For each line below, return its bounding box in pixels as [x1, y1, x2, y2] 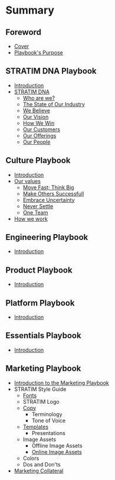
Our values [14, 177, 41, 184]
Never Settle [22, 202, 54, 210]
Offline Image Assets [31, 442, 83, 449]
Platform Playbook [5, 298, 75, 308]
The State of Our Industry [22, 100, 85, 108]
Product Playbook [5, 265, 73, 275]
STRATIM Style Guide [14, 385, 67, 393]
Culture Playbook [5, 155, 71, 166]
